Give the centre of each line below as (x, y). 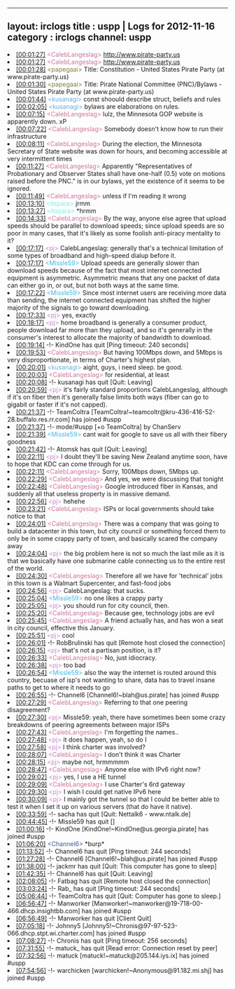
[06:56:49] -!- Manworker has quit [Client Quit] (84, 918)
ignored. (19, 188)
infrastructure (27, 136)
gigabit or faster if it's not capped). (57, 404)
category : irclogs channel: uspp (79, 37)
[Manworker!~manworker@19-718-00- (148, 903)
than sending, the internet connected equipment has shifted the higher (109, 300)
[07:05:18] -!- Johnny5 (49, 925)
